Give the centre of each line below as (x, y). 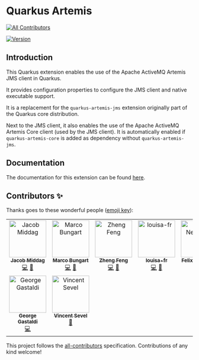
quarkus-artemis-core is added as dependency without (73, 138)
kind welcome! (24, 352)
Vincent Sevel (70, 316)
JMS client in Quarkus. (34, 78)
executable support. (31, 96)
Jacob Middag (28, 260)
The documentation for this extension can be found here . (76, 177)
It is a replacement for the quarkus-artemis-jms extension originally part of (97, 108)
